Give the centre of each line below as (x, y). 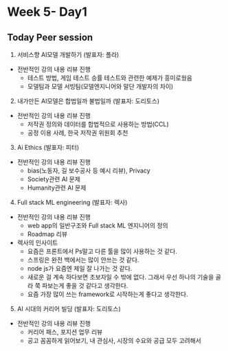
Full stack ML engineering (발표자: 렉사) (72, 202)
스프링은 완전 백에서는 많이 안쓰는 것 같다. (83, 260)
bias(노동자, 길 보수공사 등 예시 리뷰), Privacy (89, 170)
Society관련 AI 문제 (54, 179)
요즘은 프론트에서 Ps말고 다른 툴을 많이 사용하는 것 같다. (102, 251)
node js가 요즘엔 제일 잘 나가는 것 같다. (80, 268)
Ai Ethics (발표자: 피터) (48, 147)
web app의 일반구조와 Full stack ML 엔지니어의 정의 (98, 225)
